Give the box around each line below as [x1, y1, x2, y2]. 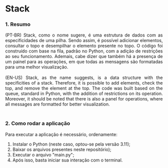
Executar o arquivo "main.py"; [12, 151, 74, 157]
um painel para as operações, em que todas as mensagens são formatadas [5, 58, 163, 65]
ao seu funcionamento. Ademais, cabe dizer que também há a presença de [5, 53, 163, 59]
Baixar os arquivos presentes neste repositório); [12, 146, 111, 152]
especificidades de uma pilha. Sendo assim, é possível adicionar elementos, [5, 37, 163, 43]
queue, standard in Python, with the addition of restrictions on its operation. [5, 90, 163, 96]
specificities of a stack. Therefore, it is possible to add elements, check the [5, 80, 163, 86]
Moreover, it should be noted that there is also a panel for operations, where [5, 96, 163, 102]
